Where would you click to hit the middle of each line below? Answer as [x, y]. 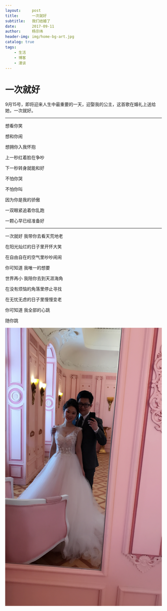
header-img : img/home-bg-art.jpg [40, 37]
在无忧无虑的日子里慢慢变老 [34, 300]
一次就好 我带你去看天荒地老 [34, 236]
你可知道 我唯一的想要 [28, 268]
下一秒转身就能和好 [25, 168]
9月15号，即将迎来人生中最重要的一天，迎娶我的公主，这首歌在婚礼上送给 [81, 104]
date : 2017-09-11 [30, 26]
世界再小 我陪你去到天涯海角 [34, 278]
